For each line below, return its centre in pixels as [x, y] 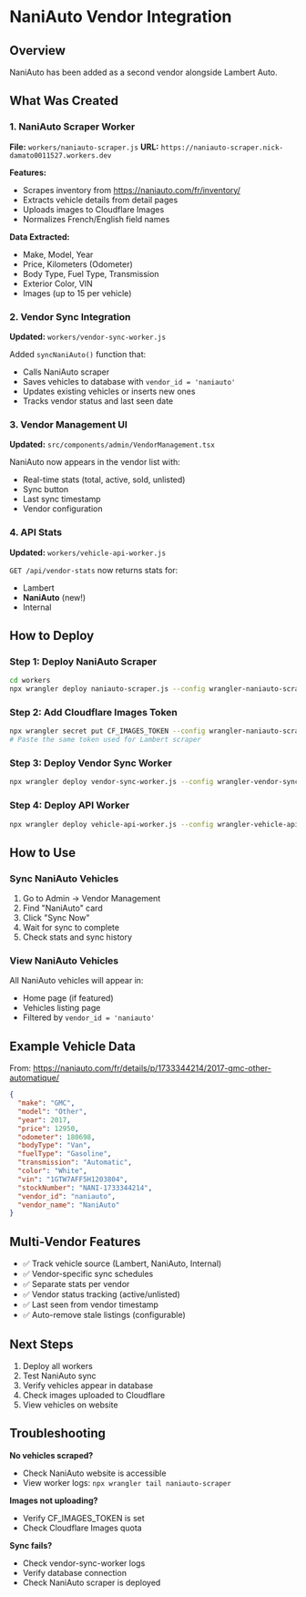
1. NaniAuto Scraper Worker [72, 127]
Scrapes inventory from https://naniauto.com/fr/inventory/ [132, 190]
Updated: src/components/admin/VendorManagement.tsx [112, 445]
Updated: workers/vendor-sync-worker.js [88, 336]
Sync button [46, 489]
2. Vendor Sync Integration [70, 316]
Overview [38, 51]
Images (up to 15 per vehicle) [77, 293]
